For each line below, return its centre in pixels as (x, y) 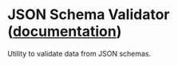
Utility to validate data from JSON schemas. (79, 53)
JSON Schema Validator (89, 15)
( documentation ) (65, 31)
